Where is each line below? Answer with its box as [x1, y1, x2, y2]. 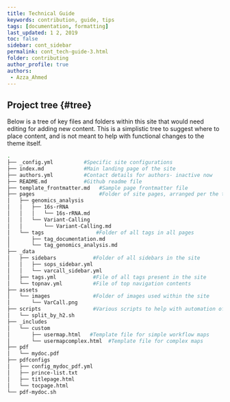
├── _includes [7, 318, 48, 325]
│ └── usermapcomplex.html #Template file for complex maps [7, 338, 204, 344]
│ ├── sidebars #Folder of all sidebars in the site [7, 255, 201, 261]
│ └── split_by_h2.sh [7, 312, 75, 319]
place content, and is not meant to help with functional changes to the [7, 132, 205, 141]
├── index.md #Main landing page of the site [7, 165, 176, 172]
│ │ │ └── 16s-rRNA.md [7, 210, 90, 217]
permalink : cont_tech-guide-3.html [7, 49, 109, 56]
